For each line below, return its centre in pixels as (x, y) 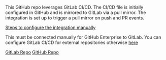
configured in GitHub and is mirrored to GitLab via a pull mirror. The (76, 12)
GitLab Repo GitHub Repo (32, 52)
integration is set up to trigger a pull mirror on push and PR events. (75, 18)
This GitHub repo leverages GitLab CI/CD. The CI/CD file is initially (74, 7)
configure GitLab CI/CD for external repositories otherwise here (72, 42)
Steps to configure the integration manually (51, 27)
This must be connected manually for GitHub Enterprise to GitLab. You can (83, 37)
